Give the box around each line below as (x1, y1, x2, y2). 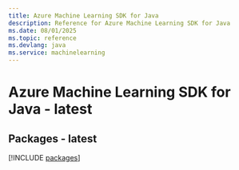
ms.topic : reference (8, 34, 78, 42)
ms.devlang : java (8, 42, 66, 49)
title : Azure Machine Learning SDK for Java (8, 11, 159, 20)
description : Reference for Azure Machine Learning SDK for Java (8, 19, 230, 27)
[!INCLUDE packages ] (8, 153, 81, 162)
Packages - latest (8, 132, 98, 145)
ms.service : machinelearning (8, 49, 106, 57)
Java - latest (8, 101, 93, 118)
